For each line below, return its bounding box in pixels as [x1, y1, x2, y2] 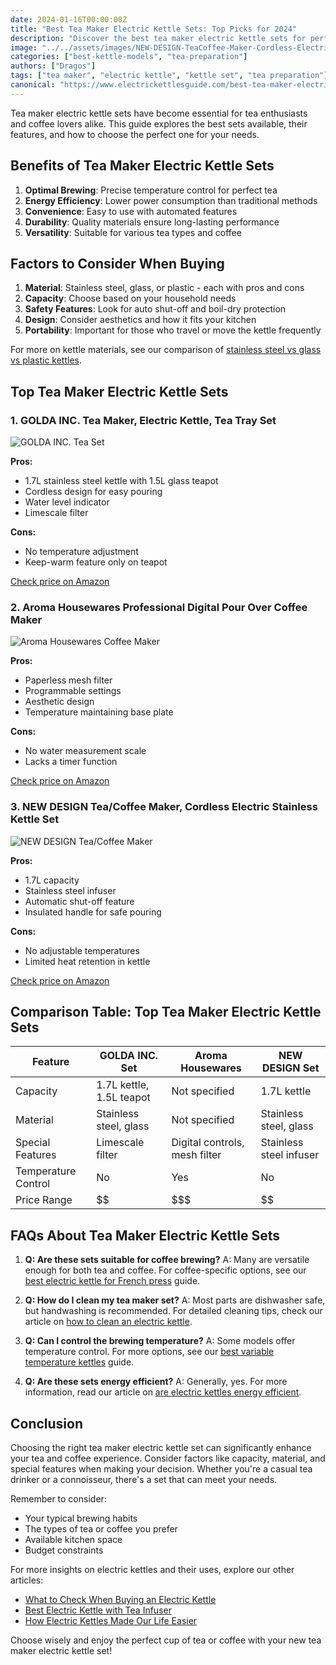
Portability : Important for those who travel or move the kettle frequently [24, 324, 322, 336]
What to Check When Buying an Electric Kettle [24, 1594, 217, 1606]
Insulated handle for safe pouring [24, 906, 162, 918]
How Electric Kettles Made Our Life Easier [24, 1615, 198, 1627]
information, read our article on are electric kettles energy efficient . [24, 1386, 302, 1398]
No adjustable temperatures [24, 944, 140, 956]
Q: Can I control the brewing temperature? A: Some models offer [24, 1335, 296, 1347]
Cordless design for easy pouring [24, 486, 163, 498]
